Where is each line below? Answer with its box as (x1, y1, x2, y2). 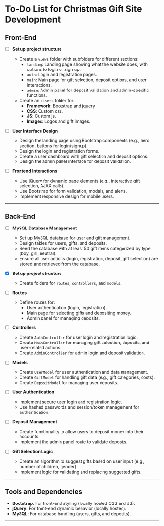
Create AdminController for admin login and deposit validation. (19, 350, 145, 356)
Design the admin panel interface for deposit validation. (19, 159, 131, 164)
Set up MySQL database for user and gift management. (19, 235, 131, 241)
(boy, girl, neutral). (19, 251, 57, 256)
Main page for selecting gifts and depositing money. (26, 310, 132, 316)
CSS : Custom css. (26, 108, 63, 114)
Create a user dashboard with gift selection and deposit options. (19, 153, 149, 160)
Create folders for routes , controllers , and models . (19, 280, 122, 286)
